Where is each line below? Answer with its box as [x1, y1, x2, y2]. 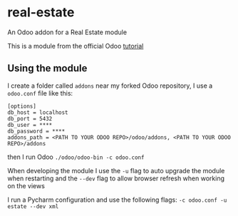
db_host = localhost [7, 108, 69, 116]
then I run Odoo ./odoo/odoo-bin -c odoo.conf [7, 153, 145, 161]
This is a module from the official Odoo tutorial [7, 41, 144, 50]
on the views [7, 181, 45, 190]
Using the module [7, 62, 88, 75]
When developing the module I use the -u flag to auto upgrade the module [7, 166, 225, 175]
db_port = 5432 [7, 115, 53, 122]
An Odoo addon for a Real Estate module [7, 28, 127, 36]
